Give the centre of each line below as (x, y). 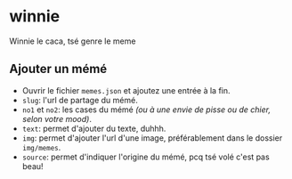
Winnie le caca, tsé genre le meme (73, 41)
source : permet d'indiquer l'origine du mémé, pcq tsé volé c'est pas (146, 157)
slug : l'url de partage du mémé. (80, 100)
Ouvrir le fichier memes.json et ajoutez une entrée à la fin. (126, 90)
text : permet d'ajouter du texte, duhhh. (94, 128)
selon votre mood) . (57, 118)
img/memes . (41, 147)
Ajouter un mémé (58, 69)
